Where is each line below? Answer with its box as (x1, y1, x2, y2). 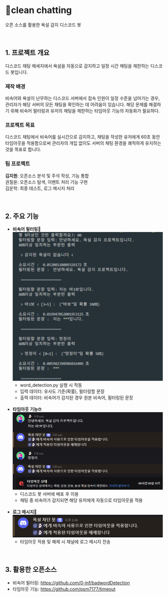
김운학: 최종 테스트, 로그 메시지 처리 (5, 185, 74, 191)
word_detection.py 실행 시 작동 (19, 382, 82, 388)
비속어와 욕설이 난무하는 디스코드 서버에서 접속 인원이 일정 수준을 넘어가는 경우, (5, 95, 160, 101)
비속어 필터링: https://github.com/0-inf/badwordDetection (12, 579, 130, 585)
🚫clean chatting (5, 5, 72, 16)
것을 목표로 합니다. (5, 147, 41, 153)
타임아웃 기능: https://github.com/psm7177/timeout (12, 586, 116, 592)
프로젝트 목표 (5, 122, 35, 129)
